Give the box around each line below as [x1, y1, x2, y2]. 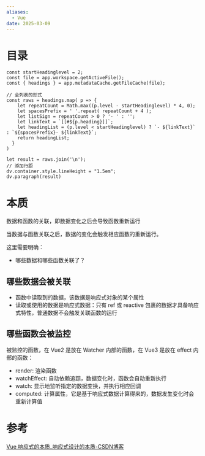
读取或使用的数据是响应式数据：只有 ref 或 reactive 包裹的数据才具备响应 [15, 301, 199, 309]
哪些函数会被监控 [6, 329, 71, 339]
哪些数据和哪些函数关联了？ [15, 257, 86, 264]
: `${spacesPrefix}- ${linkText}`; [6, 129, 97, 136]
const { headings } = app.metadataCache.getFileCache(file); [6, 80, 166, 87]
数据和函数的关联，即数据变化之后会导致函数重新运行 [6, 217, 141, 225]
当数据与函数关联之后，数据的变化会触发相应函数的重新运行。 [6, 231, 162, 238]
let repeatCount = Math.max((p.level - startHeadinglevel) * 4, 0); [17, 102, 196, 109]
